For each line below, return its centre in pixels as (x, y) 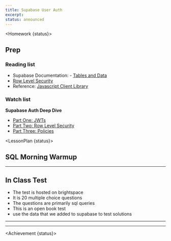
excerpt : (15, 15)
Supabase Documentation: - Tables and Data (60, 76)
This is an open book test (39, 208)
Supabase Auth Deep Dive (34, 110)
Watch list (18, 99)
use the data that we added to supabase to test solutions (72, 214)
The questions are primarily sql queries (54, 203)
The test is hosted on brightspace (48, 192)
